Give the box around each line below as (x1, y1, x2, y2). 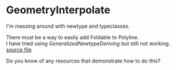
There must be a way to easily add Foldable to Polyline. (6, 34, 139, 40)
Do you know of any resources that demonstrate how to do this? (6, 57, 161, 64)
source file (6, 46, 32, 53)
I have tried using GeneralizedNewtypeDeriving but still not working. (6, 40, 171, 47)
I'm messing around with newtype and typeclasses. (6, 23, 130, 30)
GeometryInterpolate (6, 3, 111, 17)
